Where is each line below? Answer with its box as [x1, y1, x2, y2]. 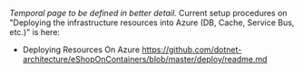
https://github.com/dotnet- [142, 44, 242, 55]
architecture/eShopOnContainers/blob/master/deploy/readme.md [22, 54, 268, 64]
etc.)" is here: [9, 27, 61, 37]
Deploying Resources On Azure [22, 44, 141, 55]
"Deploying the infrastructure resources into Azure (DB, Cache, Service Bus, [9, 17, 295, 28]
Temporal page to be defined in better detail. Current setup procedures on [9, 8, 288, 18]
